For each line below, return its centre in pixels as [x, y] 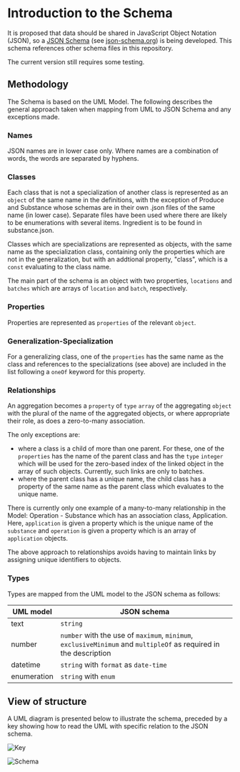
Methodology [38, 85]
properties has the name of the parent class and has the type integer [120, 456]
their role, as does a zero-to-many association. [76, 421]
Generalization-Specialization [60, 341]
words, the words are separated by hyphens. [73, 159]
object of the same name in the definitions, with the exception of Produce [116, 200]
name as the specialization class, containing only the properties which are [116, 252]
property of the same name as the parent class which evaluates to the [121, 486]
